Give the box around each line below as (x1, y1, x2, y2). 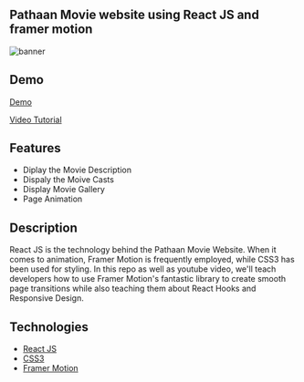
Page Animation (22, 193, 83, 204)
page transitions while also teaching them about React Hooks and (9, 283, 257, 294)
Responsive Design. (9, 293, 85, 304)
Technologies (9, 319, 89, 335)
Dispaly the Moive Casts (22, 174, 114, 185)
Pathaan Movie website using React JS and (9, 7, 260, 23)
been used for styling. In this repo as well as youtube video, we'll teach (9, 263, 277, 274)
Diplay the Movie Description (22, 164, 132, 176)
